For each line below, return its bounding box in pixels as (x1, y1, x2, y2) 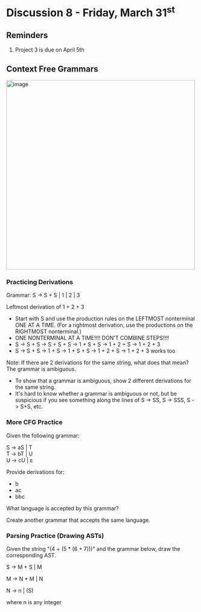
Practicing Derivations (6, 278, 74, 287)
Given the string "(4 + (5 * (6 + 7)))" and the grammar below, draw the (6, 545, 180, 553)
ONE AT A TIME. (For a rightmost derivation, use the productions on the (14, 322, 193, 329)
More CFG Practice (6, 418, 63, 427)
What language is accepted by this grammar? (6, 504, 120, 512)
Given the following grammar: (6, 431, 80, 439)
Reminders (6, 30, 48, 40)
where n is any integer (6, 599, 62, 606)
